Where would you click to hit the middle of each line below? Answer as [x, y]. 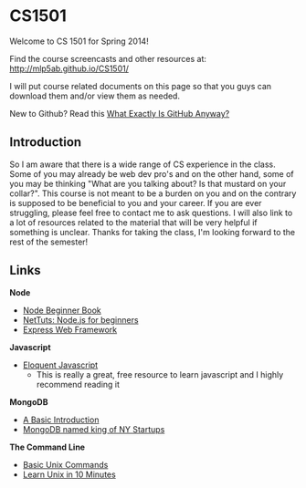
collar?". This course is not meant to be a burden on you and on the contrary [153, 193]
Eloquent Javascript [60, 365]
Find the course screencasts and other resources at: [108, 58]
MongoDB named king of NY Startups [94, 429]
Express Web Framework [70, 329]
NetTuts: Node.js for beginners [80, 319]
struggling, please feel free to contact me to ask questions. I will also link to [151, 213]
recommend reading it [78, 384]
